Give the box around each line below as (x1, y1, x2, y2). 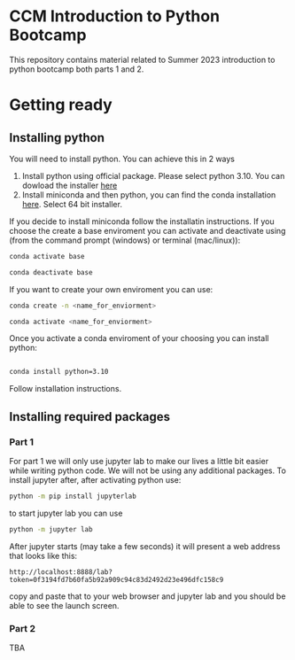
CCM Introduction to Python (9, 6, 220, 27)
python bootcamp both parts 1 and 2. (9, 64, 144, 74)
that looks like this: (9, 550, 78, 561)
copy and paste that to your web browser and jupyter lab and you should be (9, 591, 286, 602)
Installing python (9, 130, 105, 145)
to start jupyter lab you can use (9, 508, 123, 518)
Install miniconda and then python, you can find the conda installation (21, 189, 276, 200)
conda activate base (9, 252, 86, 260)
